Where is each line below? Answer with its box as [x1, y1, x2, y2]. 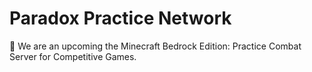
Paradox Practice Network [9, 7, 232, 30]
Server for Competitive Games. [9, 50, 137, 62]
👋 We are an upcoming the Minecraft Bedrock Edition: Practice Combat [9, 40, 302, 52]
